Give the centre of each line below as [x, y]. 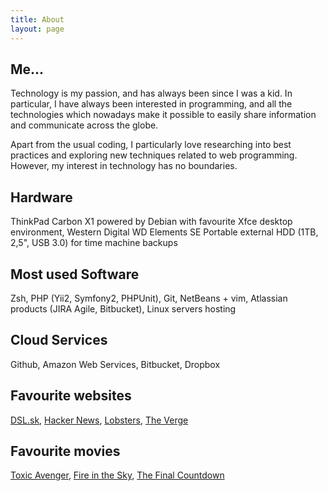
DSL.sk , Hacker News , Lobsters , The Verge [99, 420]
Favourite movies [65, 451]
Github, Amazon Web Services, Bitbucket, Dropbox [115, 364]
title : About [37, 19]
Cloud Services [59, 340]
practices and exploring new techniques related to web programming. [154, 155]
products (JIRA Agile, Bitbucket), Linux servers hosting [123, 308]
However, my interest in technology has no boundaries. [124, 166]
